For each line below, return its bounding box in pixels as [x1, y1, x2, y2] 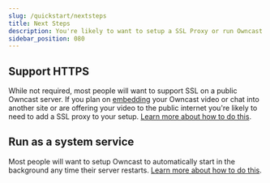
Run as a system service [8, 135, 135, 149]
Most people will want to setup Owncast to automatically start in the [8, 156, 235, 166]
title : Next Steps [8, 19, 71, 28]
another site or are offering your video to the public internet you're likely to [8, 103, 258, 113]
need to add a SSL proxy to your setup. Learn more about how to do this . [8, 112, 252, 121]
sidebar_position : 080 [8, 34, 85, 43]
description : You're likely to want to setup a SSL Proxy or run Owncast [8, 27, 264, 35]
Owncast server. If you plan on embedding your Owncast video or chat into [8, 95, 259, 104]
